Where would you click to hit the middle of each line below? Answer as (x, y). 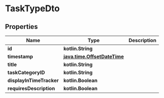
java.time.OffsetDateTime (93, 57)
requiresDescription (31, 88)
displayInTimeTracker (33, 80)
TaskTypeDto (32, 9)
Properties (21, 27)
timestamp (20, 57)
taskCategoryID (26, 73)
